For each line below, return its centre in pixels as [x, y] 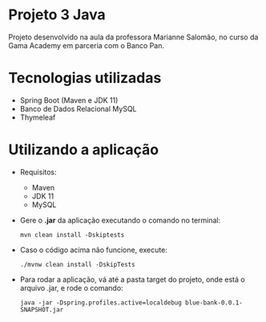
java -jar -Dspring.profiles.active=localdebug [101, 303]
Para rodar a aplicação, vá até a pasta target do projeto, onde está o [133, 279]
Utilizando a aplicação [83, 150]
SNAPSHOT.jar [42, 310]
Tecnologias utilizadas [85, 78]
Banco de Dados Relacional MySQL [78, 108]
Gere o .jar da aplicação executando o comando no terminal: [120, 220]
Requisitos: [38, 172]
